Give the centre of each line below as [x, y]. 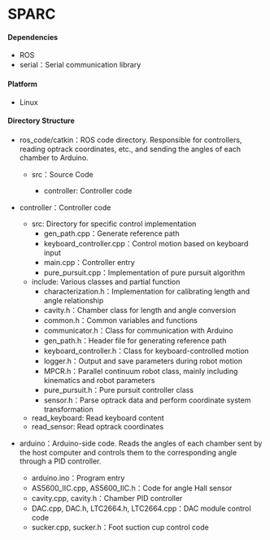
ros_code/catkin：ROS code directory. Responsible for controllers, [131, 140]
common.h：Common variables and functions [121, 320]
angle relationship [74, 300]
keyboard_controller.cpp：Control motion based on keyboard [146, 243]
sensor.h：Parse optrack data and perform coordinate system [147, 400]
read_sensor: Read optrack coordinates [98, 426]
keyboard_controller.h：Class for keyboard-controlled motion [146, 351]
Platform [23, 84]
